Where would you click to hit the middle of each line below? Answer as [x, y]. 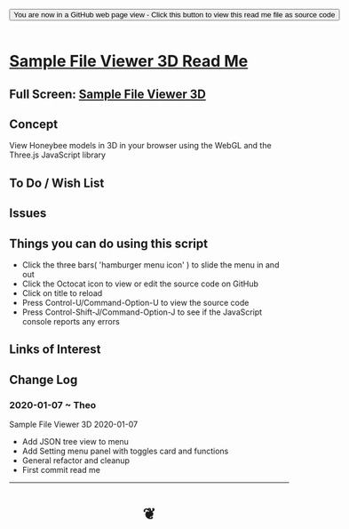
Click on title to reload [62, 293]
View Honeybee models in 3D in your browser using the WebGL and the [141, 146]
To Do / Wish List [57, 183]
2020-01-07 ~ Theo [53, 405]
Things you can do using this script [109, 243]
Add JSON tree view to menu [75, 442]
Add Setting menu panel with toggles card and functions [125, 451]
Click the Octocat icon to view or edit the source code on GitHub [140, 284]
